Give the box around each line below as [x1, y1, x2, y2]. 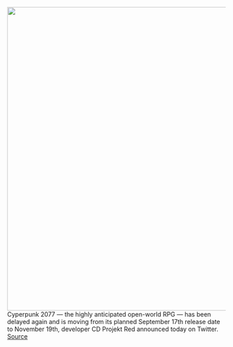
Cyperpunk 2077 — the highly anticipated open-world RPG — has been [7, 310, 212, 319]
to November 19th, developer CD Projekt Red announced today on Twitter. [7, 325, 218, 333]
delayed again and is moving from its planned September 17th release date [7, 318, 221, 325]
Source [7, 332, 28, 340]
